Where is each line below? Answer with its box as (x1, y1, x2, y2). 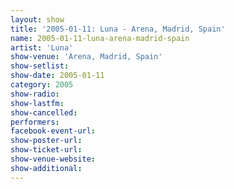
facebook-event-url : (10, 126, 97, 136)
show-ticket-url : (10, 145, 83, 155)
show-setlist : (10, 61, 70, 71)
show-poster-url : (10, 136, 83, 146)
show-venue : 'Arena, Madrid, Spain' (10, 52, 163, 62)
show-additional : (10, 163, 83, 173)
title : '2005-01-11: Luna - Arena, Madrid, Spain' (10, 24, 226, 34)
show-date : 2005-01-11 (10, 71, 105, 81)
